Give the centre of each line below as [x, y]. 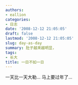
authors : [15, 10]
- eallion [16, 15]
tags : [11, 52]
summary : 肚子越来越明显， [31, 48]
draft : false [19, 34]
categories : [18, 19]
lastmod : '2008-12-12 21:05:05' [40, 39]
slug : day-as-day [24, 43]
